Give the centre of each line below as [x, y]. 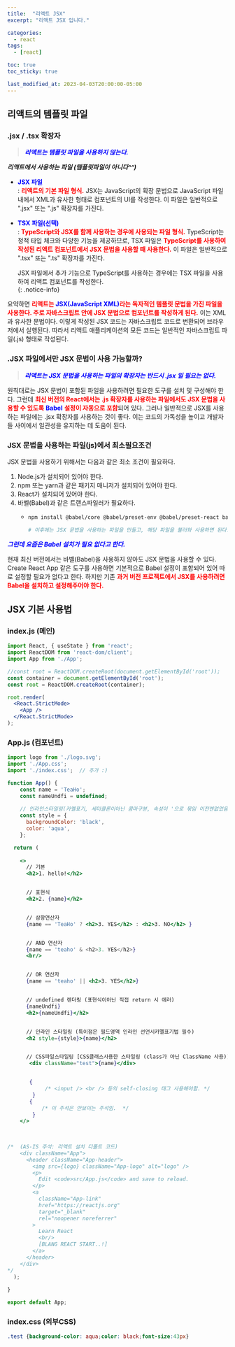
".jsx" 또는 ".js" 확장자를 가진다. [60, 208]
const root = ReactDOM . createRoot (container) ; [76, 685]
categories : [24, 33]
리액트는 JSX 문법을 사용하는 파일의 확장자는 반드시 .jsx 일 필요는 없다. [120, 376]
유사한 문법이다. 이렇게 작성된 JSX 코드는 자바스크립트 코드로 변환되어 [110, 322]
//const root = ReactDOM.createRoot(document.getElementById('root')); [114, 671]
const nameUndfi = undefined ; [64, 796]
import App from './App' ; [45, 659]
